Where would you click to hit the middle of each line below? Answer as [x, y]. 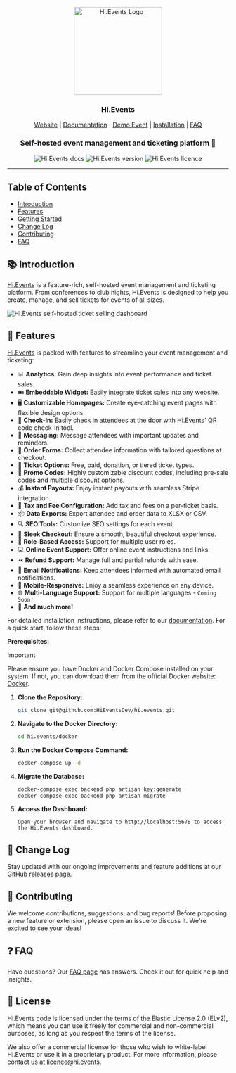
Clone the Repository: [50, 697]
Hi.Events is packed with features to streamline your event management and [118, 353]
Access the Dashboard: [52, 809]
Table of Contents [47, 187]
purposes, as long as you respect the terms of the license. [92, 1033]
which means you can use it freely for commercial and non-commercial [111, 1026]
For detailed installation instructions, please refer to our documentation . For [117, 621]
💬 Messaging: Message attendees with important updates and [108, 436]
